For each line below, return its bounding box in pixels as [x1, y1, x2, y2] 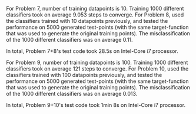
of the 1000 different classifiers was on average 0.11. [6, 36, 134, 43]
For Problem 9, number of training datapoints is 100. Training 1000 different [6, 59, 188, 66]
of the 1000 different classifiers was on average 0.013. [6, 90, 138, 97]
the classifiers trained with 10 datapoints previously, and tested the [6, 18, 168, 24]
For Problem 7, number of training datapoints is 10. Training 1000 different [6, 5, 184, 12]
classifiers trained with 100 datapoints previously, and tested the [6, 72, 162, 78]
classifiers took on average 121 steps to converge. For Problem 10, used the [6, 65, 189, 72]
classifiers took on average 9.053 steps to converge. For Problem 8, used [6, 11, 184, 18]
